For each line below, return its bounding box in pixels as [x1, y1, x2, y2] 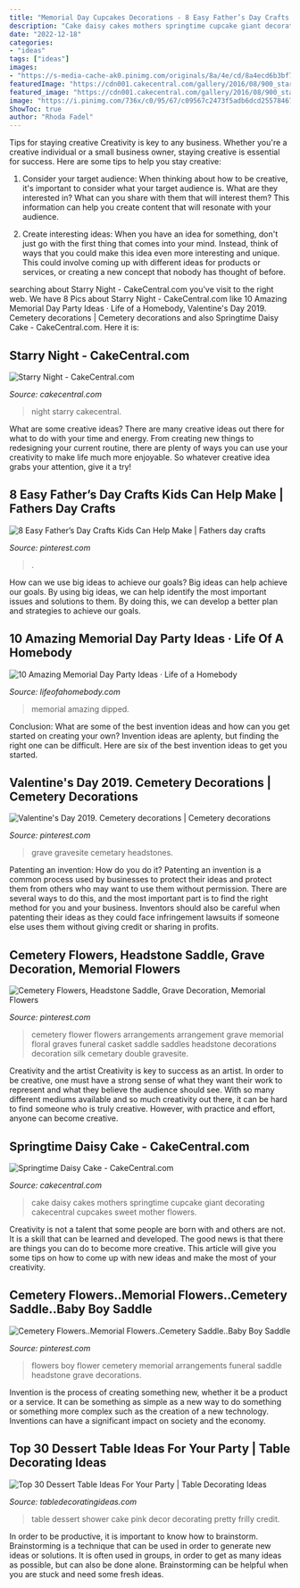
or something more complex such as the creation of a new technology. [9, 1406, 270, 1417]
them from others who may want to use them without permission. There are [9, 883, 287, 894]
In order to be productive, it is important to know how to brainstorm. [9, 1531, 259, 1542]
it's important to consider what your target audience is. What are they [21, 183, 279, 194]
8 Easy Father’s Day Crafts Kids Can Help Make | [9, 488, 284, 503]
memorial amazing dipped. [30, 703, 129, 715]
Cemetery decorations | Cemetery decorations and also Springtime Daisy [9, 313, 279, 323]
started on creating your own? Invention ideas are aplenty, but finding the [9, 730, 279, 741]
